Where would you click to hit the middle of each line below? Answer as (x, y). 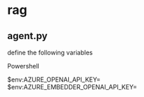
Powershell (24, 66)
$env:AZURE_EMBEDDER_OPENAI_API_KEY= (72, 87)
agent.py (27, 36)
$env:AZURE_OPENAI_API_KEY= (54, 80)
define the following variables (50, 52)
